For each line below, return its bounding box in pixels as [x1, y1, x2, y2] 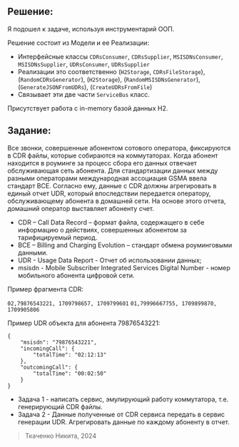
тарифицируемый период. [17, 233, 98, 242]
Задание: [7, 125, 51, 137]
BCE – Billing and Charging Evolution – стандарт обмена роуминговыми [17, 240, 233, 249]
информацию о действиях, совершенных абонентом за [17, 225, 187, 234]
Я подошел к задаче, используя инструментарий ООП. [7, 24, 175, 33]
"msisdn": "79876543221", [20, 339, 98, 346]
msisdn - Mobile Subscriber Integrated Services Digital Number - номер [17, 263, 230, 272]
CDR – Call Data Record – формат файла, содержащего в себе [17, 217, 205, 227]
